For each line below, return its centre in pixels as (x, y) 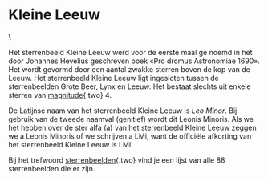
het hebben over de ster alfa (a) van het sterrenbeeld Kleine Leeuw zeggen (132, 127)
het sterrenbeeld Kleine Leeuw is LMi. (71, 144)
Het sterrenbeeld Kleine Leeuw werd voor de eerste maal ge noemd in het (130, 52)
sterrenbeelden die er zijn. (52, 168)
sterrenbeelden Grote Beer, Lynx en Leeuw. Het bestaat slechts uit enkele (130, 86)
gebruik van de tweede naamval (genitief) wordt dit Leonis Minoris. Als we (131, 119)
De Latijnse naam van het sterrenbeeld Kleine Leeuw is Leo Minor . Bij (123, 111)
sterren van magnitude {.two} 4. (60, 95)
